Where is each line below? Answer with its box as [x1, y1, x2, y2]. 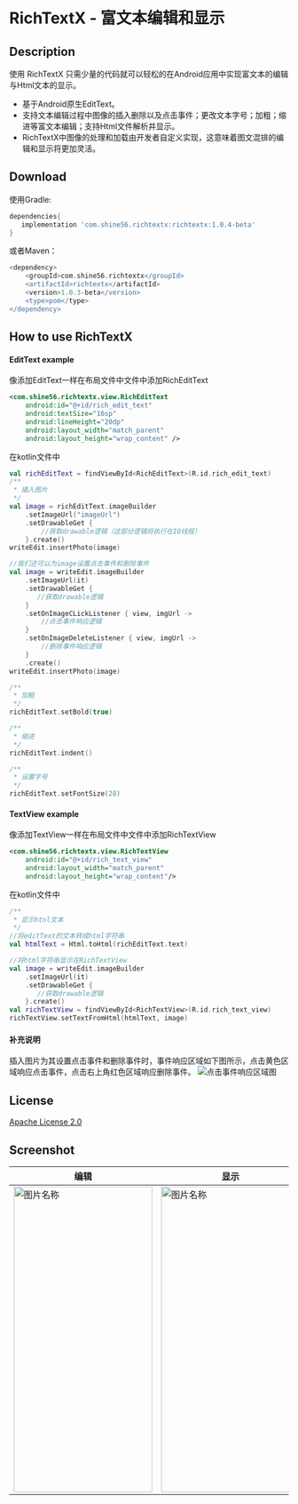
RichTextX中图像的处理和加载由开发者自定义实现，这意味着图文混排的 [21, 132, 277, 142]
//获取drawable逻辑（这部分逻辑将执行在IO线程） [41, 526, 201, 536]
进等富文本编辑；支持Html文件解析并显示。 [21, 121, 180, 132]
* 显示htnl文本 [12, 915, 64, 924]
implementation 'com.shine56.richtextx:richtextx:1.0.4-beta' [20, 220, 255, 229]
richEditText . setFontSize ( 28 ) [9, 789, 122, 798]
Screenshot [9, 1142, 75, 1157]
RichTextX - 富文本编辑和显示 [9, 8, 225, 28]
